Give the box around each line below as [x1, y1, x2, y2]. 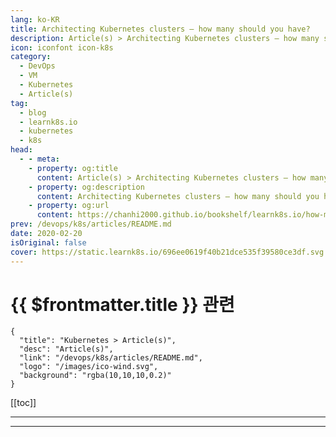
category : [10, 52, 52, 62]
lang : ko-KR [10, 14, 60, 25]
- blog [19, 107, 47, 118]
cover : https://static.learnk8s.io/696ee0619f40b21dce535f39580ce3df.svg [10, 247, 325, 257]
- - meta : [19, 154, 60, 164]
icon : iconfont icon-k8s [10, 42, 114, 53]
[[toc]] [10, 397, 37, 409]
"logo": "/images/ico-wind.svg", [19, 362, 159, 372]
